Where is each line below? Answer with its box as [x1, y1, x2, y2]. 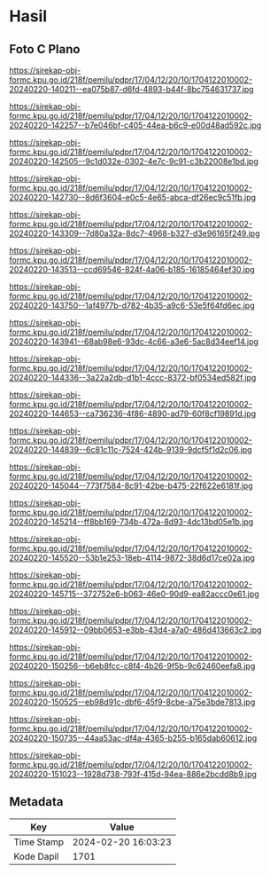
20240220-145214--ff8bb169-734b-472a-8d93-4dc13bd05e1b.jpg [9, 516, 254, 527]
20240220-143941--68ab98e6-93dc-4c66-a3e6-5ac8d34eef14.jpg [9, 336, 259, 347]
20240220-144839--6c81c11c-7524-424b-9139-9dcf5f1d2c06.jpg [9, 445, 252, 454]
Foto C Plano [9, 42, 81, 57]
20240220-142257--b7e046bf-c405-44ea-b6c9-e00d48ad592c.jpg [9, 120, 262, 130]
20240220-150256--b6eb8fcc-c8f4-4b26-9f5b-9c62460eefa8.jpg [9, 661, 256, 671]
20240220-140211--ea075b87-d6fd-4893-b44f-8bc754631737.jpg [9, 84, 254, 94]
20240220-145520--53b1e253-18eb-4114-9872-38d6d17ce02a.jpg [9, 553, 255, 563]
